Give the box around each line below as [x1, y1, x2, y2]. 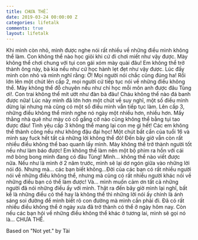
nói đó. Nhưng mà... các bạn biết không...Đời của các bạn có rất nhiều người [6, 166, 192, 173]
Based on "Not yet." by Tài [6, 228, 70, 235]
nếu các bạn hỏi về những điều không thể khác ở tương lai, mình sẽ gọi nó [6, 210, 186, 217]
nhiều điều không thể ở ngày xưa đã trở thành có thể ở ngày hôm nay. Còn [6, 203, 187, 211]
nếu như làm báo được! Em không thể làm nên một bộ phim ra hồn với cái [6, 147, 184, 154]
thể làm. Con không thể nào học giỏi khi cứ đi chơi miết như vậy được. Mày [6, 53, 188, 60]
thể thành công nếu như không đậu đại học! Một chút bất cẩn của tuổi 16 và [6, 128, 190, 136]
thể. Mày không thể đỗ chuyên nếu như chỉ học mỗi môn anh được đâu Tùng [6, 84, 192, 91]
